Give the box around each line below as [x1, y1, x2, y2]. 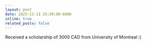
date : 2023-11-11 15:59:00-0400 [5, 12, 72, 17]
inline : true [5, 16, 32, 21]
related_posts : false [5, 21, 50, 26]
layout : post [5, 7, 32, 12]
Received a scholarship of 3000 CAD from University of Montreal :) [5, 34, 142, 40]
